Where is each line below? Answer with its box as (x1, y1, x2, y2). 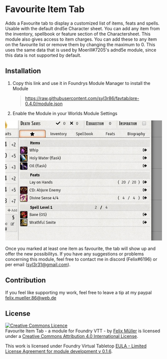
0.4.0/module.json (25, 101, 63, 107)
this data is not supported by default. (5, 52, 82, 58)
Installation (5, 67, 41, 75)
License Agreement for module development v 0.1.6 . (5, 348, 113, 354)
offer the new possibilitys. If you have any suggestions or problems (5, 250, 144, 257)
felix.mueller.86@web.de (5, 295, 57, 301)
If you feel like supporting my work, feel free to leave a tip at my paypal (5, 289, 152, 295)
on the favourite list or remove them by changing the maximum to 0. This (5, 41, 155, 47)
